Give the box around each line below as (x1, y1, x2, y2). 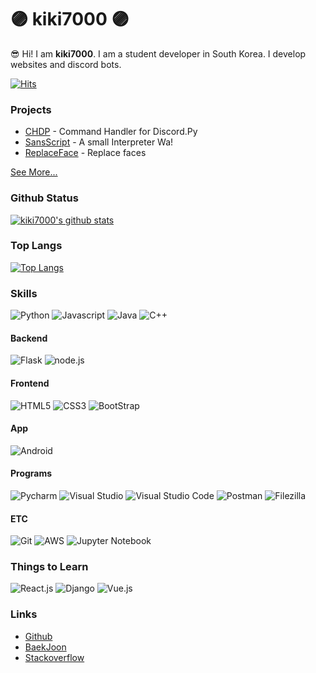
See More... (10, 166, 58, 178)
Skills (10, 286, 38, 300)
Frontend (10, 377, 50, 389)
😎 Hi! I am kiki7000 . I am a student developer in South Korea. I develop (10, 47, 307, 60)
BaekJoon (24, 641, 67, 653)
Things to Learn (10, 560, 89, 574)
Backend (10, 332, 48, 344)
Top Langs (10, 239, 63, 253)
